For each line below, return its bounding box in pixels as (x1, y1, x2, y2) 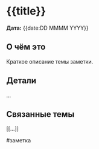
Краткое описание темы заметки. (6, 58, 94, 65)
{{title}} (6, 4, 46, 18)
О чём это (6, 42, 46, 52)
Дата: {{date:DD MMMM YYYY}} (6, 24, 89, 31)
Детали (6, 76, 37, 86)
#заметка (6, 137, 31, 144)
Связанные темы (6, 109, 75, 119)
